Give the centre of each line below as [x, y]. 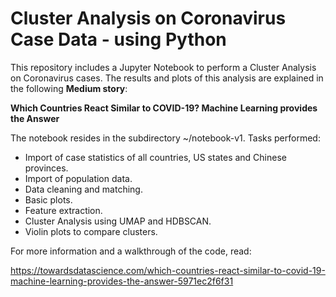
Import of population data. [78, 178]
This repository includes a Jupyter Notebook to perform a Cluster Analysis [163, 67]
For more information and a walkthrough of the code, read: [131, 251]
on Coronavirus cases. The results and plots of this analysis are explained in [167, 78]
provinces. [46, 168]
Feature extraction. [63, 210]
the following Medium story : [69, 88]
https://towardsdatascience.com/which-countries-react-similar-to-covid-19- [168, 270]
